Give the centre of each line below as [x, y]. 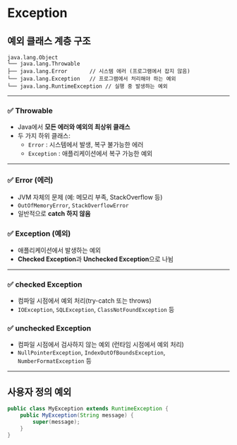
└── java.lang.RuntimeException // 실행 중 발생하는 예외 [87, 86]
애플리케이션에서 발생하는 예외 [59, 250]
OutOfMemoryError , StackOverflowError [73, 205]
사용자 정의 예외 [39, 392]
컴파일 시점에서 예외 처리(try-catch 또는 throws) [84, 301]
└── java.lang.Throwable [44, 64]
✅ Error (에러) [30, 180]
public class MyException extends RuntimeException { [88, 409]
